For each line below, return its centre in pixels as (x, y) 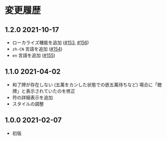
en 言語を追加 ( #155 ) (34, 55)
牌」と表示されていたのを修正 (44, 91)
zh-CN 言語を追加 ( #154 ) (37, 49)
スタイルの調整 (28, 104)
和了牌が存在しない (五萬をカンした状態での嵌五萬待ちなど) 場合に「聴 (87, 84)
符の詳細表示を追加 (33, 97)
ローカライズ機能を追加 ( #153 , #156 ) (50, 42)
